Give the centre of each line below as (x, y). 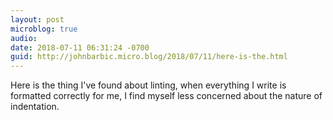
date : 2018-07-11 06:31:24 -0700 (80, 47)
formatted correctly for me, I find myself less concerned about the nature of (166, 96)
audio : (24, 38)
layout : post (37, 19)
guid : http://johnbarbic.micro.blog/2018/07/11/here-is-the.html (149, 57)
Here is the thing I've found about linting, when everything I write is (148, 85)
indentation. (35, 107)
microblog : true (44, 29)
